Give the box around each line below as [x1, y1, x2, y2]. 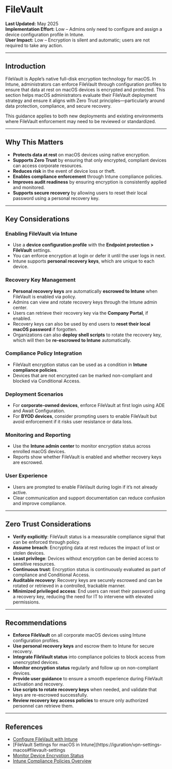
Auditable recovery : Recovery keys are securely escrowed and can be [12, 577, 163, 583]
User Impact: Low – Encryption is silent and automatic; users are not [5, 37, 150, 43]
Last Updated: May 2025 [5, 21, 59, 27]
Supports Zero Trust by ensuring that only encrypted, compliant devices [12, 157, 167, 163]
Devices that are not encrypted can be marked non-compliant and [12, 372, 153, 378]
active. [12, 489, 27, 495]
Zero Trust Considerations [5, 520, 91, 529]
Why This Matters [5, 138, 64, 147]
